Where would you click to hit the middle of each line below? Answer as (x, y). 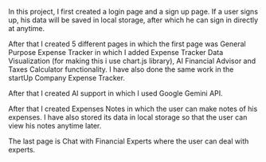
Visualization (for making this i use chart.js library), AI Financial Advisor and (132, 61)
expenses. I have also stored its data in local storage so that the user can (128, 117)
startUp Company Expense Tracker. (67, 78)
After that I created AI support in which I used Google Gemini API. (115, 93)
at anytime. (27, 28)
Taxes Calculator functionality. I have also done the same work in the (121, 69)
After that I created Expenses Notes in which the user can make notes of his (133, 109)
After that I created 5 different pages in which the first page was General (127, 44)
